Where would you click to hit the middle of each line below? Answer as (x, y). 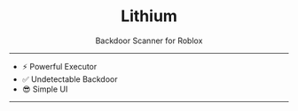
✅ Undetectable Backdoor (70, 79)
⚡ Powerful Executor (59, 66)
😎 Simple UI (45, 89)
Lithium (149, 16)
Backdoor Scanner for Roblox (149, 41)
